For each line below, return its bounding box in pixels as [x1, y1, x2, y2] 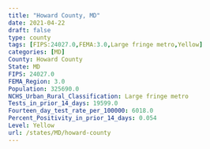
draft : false [8, 26, 51, 34]
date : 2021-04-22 [8, 19, 66, 27]
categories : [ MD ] [8, 48, 66, 56]
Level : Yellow [8, 121, 55, 129]
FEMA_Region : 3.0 [8, 77, 66, 85]
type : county [8, 33, 51, 42]
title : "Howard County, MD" [8, 11, 101, 20]
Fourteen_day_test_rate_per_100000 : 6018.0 [8, 107, 154, 115]
